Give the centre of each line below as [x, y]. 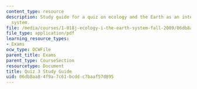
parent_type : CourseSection [40, 60]
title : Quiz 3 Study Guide [39, 71]
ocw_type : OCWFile [28, 50]
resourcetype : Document [35, 66]
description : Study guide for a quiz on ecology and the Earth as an [93, 17]
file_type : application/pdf [40, 33]
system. [21, 22]
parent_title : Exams [31, 55]
